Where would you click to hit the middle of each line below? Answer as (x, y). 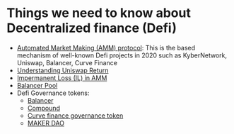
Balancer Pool (37, 85)
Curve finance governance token (75, 116)
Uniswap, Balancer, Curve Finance (67, 62)
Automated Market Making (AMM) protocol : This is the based (106, 48)
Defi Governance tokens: (53, 93)
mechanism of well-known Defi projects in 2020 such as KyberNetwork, (122, 55)
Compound (44, 108)
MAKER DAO (46, 123)
